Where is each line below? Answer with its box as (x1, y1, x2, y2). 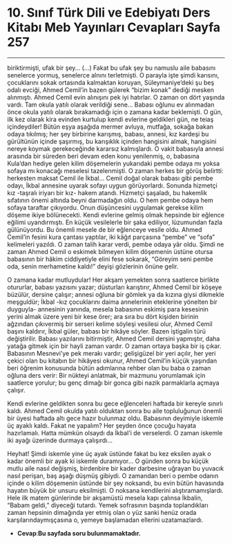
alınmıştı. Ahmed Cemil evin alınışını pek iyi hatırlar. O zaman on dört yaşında (7, 93, 225, 101)
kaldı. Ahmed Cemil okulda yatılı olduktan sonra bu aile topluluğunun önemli (7, 406, 222, 415)
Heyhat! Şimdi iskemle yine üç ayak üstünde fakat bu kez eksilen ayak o (7, 449, 212, 457)
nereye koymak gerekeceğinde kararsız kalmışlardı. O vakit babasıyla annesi (7, 144, 224, 153)
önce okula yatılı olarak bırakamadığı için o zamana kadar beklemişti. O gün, (7, 107, 223, 116)
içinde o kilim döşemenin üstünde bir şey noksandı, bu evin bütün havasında (7, 479, 224, 487)
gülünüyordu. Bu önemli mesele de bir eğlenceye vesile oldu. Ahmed (7, 225, 202, 233)
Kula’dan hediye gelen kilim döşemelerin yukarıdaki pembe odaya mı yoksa (7, 159, 220, 167)
